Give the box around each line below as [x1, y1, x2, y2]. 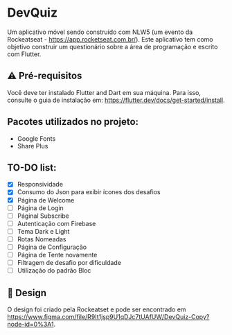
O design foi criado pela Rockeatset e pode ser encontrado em [7, 305, 186, 313]
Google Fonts [17, 134, 56, 143]
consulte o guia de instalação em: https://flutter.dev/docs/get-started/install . [7, 96, 225, 104]
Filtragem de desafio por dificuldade [17, 259, 121, 266]
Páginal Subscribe [17, 212, 69, 220]
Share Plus [17, 141, 48, 150]
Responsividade [17, 180, 64, 189]
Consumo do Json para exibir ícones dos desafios [17, 188, 161, 196]
